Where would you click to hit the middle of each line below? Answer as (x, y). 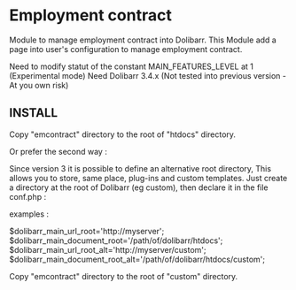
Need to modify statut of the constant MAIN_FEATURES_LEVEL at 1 (132, 66)
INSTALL (34, 113)
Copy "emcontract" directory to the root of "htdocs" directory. (123, 134)
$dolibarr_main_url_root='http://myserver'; (87, 231)
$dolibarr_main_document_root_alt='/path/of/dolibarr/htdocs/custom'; (137, 259)
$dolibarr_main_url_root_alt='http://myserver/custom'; (108, 249)
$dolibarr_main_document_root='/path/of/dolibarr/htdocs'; (116, 240)
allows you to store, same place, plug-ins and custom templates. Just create (148, 178)
